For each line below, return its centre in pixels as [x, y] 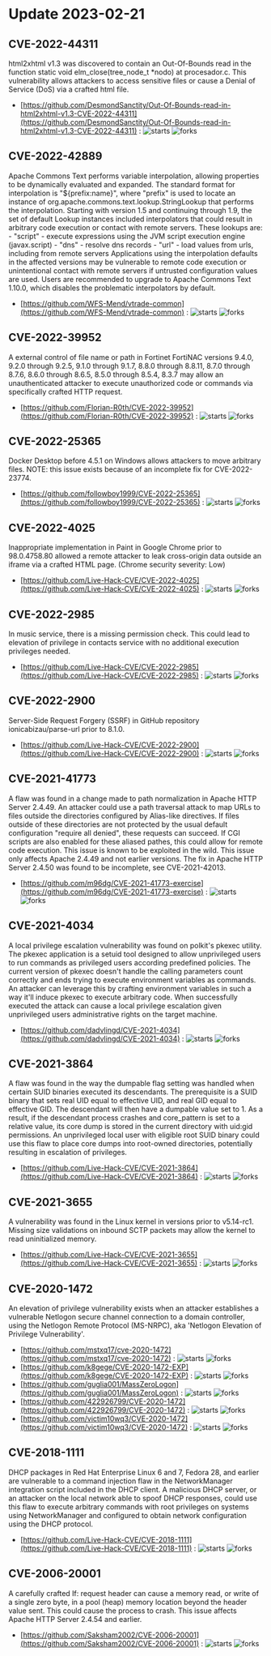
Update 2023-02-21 [77, 14]
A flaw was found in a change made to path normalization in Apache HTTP [133, 798]
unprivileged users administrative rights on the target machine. [113, 1014]
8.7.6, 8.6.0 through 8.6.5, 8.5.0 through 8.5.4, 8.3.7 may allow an [116, 374]
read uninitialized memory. [53, 1239]
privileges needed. [40, 651]
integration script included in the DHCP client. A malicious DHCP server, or [133, 1489]
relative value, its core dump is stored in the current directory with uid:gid [131, 1127]
